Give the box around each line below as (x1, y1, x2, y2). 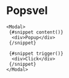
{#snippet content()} (8, 29, 64, 35)
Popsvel (6, 4, 48, 18)
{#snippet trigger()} (8, 50, 64, 57)
